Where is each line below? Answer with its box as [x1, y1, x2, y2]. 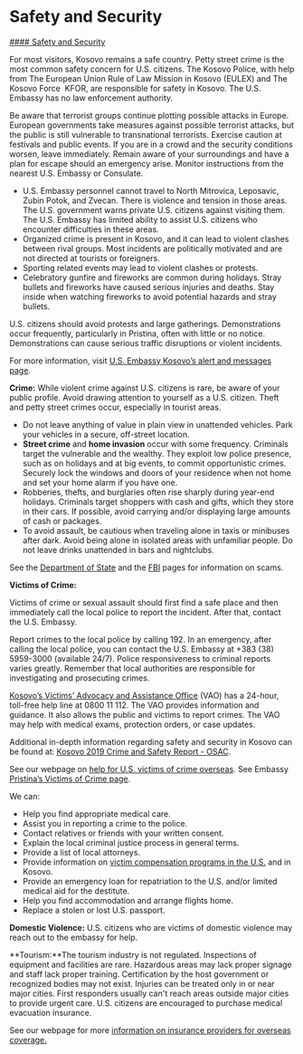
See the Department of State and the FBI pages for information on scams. [9, 562, 284, 573]
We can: [9, 790, 41, 801]
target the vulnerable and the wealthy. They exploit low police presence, [22, 448, 292, 459]
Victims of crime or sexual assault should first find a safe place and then [9, 596, 279, 608]
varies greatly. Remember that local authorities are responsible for [9, 662, 256, 673]
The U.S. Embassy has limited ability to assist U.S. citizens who [22, 214, 258, 225]
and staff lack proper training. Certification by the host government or [9, 968, 270, 980]
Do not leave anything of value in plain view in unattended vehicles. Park [22, 419, 294, 430]
